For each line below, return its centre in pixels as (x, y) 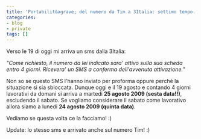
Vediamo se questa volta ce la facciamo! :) (59, 119)
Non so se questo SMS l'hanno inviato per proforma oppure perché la (93, 81)
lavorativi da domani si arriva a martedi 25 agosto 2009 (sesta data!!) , (94, 94)
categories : (21, 17)
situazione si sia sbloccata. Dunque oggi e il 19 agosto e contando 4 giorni (99, 87)
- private (19, 29)
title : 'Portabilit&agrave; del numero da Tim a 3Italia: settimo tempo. (101, 12)
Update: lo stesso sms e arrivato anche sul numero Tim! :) (78, 130)
